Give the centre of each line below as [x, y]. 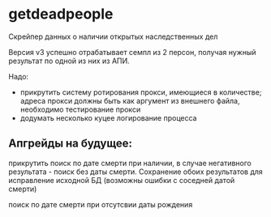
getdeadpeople [61, 14]
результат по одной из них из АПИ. [69, 61]
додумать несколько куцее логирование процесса [108, 117]
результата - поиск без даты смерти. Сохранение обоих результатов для [136, 172]
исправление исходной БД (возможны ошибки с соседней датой [122, 180]
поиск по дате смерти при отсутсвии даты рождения [101, 204]
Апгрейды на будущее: [70, 144]
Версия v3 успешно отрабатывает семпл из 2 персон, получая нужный [133, 52]
